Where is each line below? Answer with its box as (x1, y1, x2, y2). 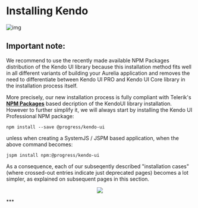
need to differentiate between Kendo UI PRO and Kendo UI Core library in (6, 75, 186, 83)
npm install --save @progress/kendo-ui (6, 124, 105, 130)
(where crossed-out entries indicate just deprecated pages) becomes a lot (6, 169, 189, 176)
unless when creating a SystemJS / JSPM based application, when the (6, 134, 180, 141)
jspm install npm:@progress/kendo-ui (6, 152, 100, 158)
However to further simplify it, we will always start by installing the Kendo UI (6, 106, 193, 114)
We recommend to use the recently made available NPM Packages (6, 56, 169, 64)
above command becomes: (6, 141, 73, 148)
